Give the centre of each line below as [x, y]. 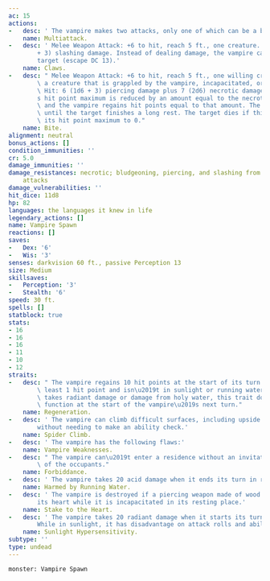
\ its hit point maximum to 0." [92, 121]
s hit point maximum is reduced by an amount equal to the [138, 98]
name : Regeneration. [57, 412]
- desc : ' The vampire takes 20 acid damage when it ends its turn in [133, 480]
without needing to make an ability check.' [113, 427]
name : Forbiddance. [55, 472]
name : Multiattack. [55, 38]
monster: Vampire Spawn [48, 569]
